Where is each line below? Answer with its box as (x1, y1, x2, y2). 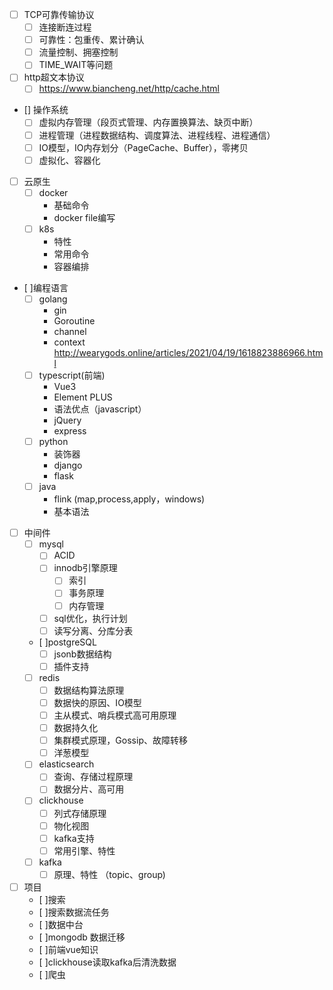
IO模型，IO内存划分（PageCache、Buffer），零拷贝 (38, 141, 249, 153)
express (53, 425, 87, 437)
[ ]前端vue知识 (38, 943, 99, 955)
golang (38, 293, 68, 305)
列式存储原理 (53, 807, 107, 819)
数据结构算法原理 (53, 684, 125, 696)
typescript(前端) (38, 369, 106, 381)
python (38, 436, 69, 447)
